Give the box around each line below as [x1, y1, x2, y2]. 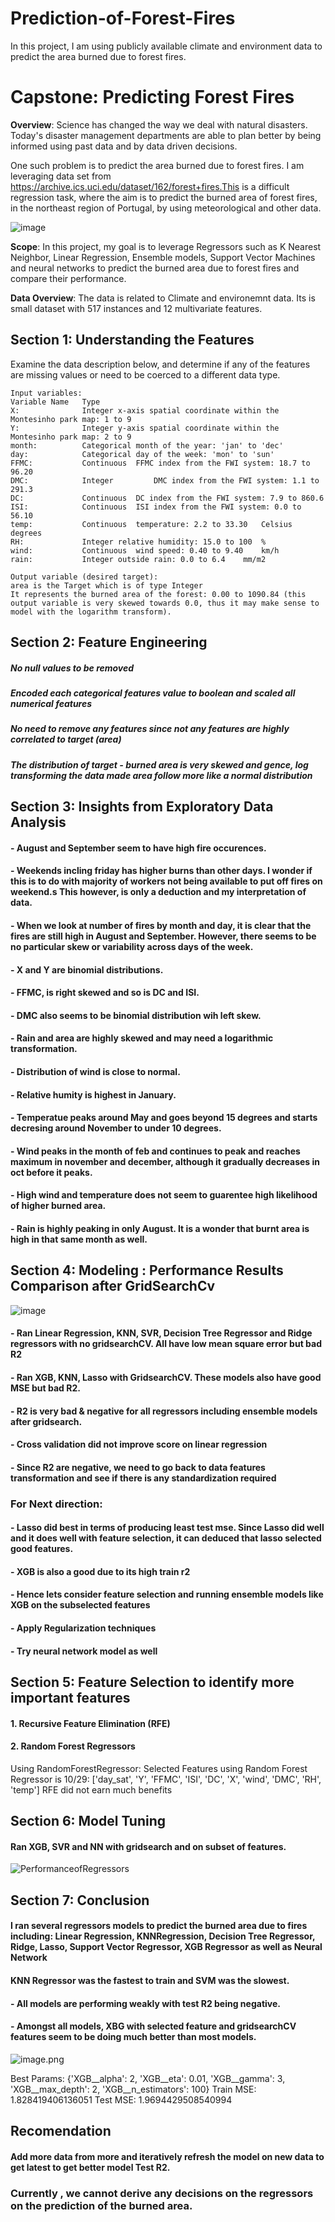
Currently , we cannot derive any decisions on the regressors [10, 2186, 314, 2200]
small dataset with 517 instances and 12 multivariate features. [10, 302, 263, 314]
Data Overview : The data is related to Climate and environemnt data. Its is [10, 292, 316, 304]
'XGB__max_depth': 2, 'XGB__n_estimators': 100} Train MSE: [10, 2083, 257, 2095]
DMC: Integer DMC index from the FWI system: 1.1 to [10, 475, 320, 486]
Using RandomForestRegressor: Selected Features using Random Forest [10, 1762, 308, 1774]
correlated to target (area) [10, 733, 122, 746]
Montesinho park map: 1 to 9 [10, 414, 132, 424]
